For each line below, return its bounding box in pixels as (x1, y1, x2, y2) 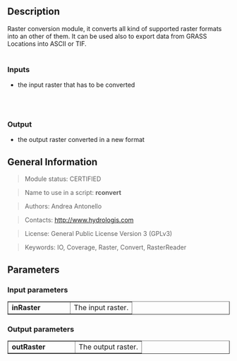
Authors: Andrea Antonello (24, 202, 102, 211)
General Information (7, 155, 98, 168)
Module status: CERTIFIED (24, 174, 102, 183)
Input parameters (7, 285, 68, 295)
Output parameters (7, 324, 75, 334)
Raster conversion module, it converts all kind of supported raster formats (7, 24, 222, 32)
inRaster (11, 302, 41, 312)
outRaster (11, 342, 46, 352)
